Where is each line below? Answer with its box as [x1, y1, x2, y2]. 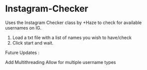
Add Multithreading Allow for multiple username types [5, 59, 116, 65]
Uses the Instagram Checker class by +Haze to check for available [5, 19, 142, 25]
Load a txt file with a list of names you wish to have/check [12, 34, 132, 40]
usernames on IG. [5, 24, 42, 30]
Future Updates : [5, 49, 40, 55]
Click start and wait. [12, 39, 54, 45]
